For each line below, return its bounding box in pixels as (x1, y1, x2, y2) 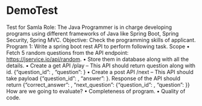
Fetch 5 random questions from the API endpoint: (6, 49, 129, 56)
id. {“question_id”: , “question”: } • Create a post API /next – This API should (6, 68, 194, 75)
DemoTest (6, 4, 58, 17)
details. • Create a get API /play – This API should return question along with (6, 61, 196, 69)
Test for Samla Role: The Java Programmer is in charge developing (6, 23, 172, 31)
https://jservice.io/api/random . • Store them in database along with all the (6, 55, 189, 63)
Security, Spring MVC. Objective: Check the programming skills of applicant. (6, 36, 196, 43)
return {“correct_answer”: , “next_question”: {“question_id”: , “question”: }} (6, 81, 190, 88)
